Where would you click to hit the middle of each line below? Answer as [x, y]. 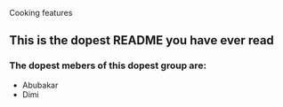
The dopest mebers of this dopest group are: [108, 65]
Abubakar [40, 85]
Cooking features [41, 13]
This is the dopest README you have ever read [141, 40]
